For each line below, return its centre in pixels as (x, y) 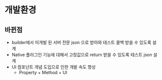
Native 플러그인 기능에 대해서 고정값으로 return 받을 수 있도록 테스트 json (82, 55)
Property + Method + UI (43, 72)
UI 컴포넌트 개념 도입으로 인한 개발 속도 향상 (54, 67)
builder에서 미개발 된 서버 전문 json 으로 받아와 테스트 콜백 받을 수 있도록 (81, 42)
